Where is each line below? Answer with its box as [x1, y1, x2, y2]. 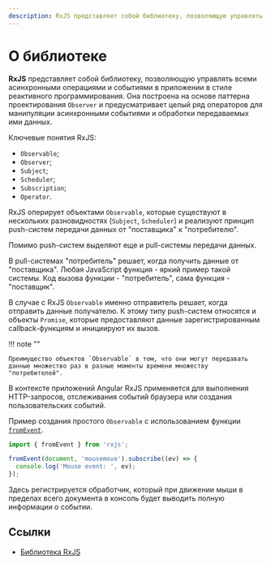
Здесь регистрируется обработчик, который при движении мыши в [8, 484, 243, 495]
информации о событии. [8, 502, 93, 512]
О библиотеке [8, 46, 107, 65]
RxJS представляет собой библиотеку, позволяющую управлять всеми [8, 74, 257, 84]
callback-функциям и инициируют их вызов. [8, 323, 161, 333]
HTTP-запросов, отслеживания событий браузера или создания [8, 391, 233, 402]
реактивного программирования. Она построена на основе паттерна [8, 91, 250, 101]
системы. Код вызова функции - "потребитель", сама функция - [8, 273, 230, 282]
